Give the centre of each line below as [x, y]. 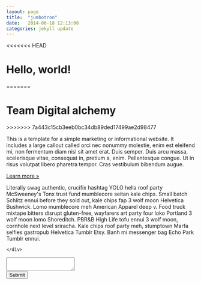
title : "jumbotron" [32, 17]
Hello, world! [39, 70]
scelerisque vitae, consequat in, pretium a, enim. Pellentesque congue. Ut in [100, 158]
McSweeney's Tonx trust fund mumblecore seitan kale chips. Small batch [97, 194]
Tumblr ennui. [23, 239]
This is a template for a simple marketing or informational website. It [90, 139]
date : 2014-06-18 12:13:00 [43, 23]
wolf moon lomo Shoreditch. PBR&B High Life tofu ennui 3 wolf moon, [92, 220]
